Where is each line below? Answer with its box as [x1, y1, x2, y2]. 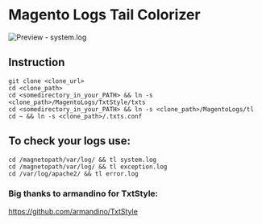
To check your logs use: [8, 135, 131, 148]
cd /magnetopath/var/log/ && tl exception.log [8, 163, 168, 171]
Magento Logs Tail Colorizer [8, 6, 201, 24]
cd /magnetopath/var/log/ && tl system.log [8, 156, 157, 164]
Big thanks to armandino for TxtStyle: [8, 188, 159, 199]
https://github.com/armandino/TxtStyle [8, 206, 139, 216]
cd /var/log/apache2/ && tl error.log [8, 169, 139, 178]
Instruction [8, 56, 65, 69]
